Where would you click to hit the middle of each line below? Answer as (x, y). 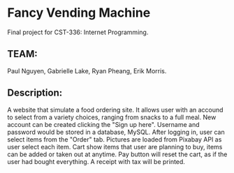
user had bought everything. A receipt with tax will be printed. (96, 161)
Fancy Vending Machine (79, 13)
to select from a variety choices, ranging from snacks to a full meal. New (112, 117)
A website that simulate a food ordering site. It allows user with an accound (115, 110)
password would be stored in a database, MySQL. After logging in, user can (116, 132)
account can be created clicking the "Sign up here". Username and (104, 124)
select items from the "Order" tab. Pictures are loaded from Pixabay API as (115, 139)
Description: (35, 93)
